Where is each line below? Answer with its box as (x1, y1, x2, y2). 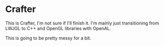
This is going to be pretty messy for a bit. (5, 35, 91, 41)
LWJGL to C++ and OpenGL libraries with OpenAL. (5, 25, 111, 31)
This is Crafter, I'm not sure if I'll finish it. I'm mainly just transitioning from (5, 20, 159, 26)
